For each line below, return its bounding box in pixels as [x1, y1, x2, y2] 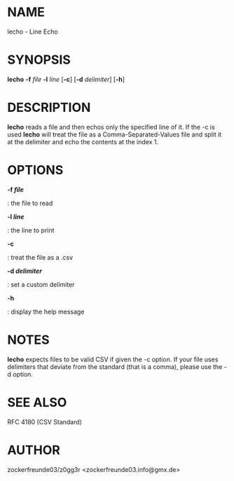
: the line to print [7, 225, 55, 235]
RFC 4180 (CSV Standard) [7, 417, 83, 426]
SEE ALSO [7, 394, 67, 410]
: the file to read [7, 199, 53, 207]
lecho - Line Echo [7, 27, 58, 36]
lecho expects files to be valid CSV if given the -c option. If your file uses [7, 355, 219, 363]
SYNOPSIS [7, 52, 71, 68]
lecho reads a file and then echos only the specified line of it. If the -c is [7, 123, 215, 131]
